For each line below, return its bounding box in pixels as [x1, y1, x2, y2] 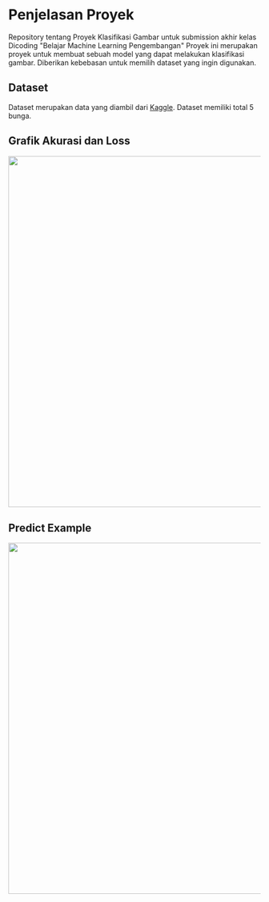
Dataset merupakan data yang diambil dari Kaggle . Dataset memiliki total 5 [8, 102, 255, 112]
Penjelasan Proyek [8, 6, 134, 24]
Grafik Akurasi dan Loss [8, 134, 130, 148]
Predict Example [8, 521, 92, 534]
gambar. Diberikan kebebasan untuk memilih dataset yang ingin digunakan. [8, 58, 256, 67]
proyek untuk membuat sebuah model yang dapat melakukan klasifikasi [8, 49, 245, 59]
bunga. [8, 111, 32, 120]
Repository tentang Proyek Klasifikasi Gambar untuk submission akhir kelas [8, 32, 257, 42]
